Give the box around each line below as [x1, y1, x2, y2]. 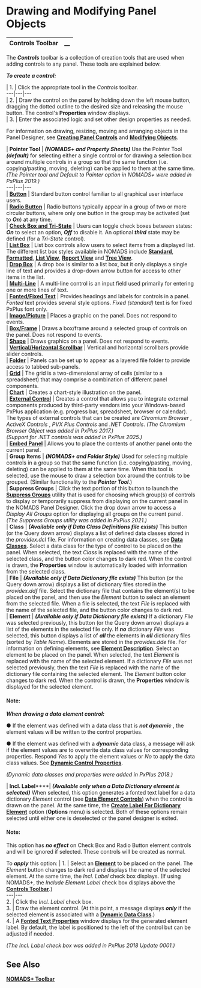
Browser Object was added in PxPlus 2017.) [6, 427, 114, 434]
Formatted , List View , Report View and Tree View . [6, 254, 133, 261]
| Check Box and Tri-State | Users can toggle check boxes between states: [6, 222, 193, 230]
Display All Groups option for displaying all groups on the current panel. [6, 510, 183, 517]
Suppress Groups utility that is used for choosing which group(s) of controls [6, 491, 196, 498]
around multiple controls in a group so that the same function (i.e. [6, 158, 168, 165]
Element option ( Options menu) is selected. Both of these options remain [6, 808, 188, 816]
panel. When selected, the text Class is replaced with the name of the [6, 548, 178, 555]
